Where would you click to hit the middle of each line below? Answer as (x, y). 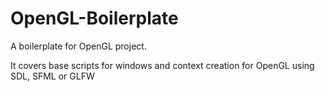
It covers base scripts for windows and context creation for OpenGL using (162, 65)
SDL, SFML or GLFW (52, 76)
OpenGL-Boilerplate (94, 18)
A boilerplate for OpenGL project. (78, 46)
